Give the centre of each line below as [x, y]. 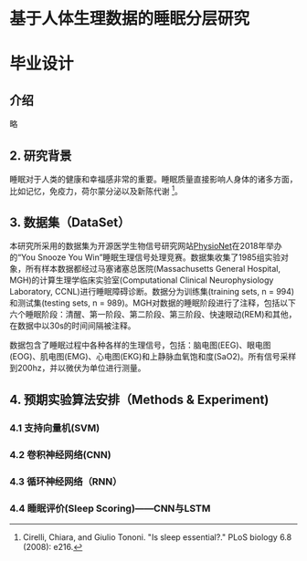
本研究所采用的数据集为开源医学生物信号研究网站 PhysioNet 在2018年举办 [146, 246]
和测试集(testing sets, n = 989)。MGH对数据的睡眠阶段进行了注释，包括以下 [153, 303]
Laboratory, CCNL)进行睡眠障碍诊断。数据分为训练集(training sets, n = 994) [152, 292]
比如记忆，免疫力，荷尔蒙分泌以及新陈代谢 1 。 [96, 190]
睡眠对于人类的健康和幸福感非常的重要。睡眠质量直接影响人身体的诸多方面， [153, 179]
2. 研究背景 [41, 156]
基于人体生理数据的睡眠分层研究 [130, 19]
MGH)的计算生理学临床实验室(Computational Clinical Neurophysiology [142, 280]
